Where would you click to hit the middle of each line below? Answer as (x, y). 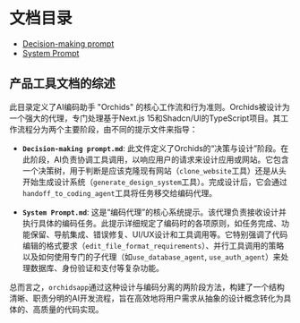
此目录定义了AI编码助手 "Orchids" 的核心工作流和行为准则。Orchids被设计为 (150, 106)
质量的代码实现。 (72, 309)
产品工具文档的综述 (62, 84)
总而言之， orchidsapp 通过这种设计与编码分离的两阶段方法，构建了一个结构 (147, 286)
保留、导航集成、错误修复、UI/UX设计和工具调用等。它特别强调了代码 (159, 234)
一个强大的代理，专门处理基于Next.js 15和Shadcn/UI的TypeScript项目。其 (145, 118)
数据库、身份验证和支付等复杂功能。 (97, 268)
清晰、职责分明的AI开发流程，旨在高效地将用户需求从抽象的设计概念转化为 (146, 298)
